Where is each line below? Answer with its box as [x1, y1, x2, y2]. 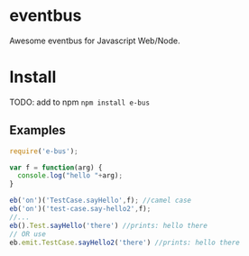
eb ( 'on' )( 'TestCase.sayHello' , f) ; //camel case [9, 196, 192, 206]
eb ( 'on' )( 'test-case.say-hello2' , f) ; [9, 205, 152, 214]
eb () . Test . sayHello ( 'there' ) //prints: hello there [9, 221, 207, 230]
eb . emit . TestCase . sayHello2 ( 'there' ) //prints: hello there [9, 238, 241, 247]
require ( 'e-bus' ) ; [9, 146, 78, 156]
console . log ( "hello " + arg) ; [17, 171, 124, 180]
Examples [9, 123, 66, 138]
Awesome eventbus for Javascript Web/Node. [9, 35, 180, 46]
